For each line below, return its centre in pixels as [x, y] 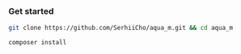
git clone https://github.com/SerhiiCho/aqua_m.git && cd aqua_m [120, 28]
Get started [31, 11]
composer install [38, 43]
